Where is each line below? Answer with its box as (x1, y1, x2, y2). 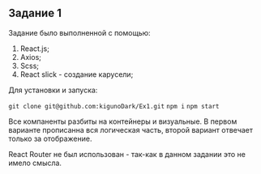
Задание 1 (8, 6, 62, 20)
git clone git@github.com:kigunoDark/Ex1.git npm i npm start (8, 102, 220, 110)
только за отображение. (8, 134, 92, 143)
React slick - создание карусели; (19, 69, 134, 79)
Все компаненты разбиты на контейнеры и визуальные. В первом (8, 117, 237, 126)
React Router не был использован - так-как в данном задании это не (8, 149, 246, 159)
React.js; (19, 44, 50, 53)
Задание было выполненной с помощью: (8, 28, 152, 37)
